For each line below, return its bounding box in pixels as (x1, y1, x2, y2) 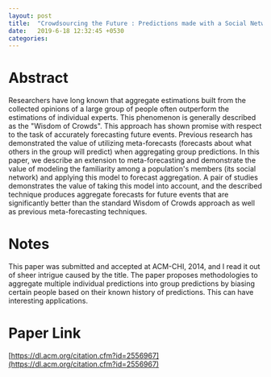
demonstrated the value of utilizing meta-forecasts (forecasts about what (8, 139, 252, 148)
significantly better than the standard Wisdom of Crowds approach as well (8, 198, 256, 208)
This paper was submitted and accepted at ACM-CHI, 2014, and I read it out (8, 262, 261, 271)
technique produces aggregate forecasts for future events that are (8, 190, 229, 200)
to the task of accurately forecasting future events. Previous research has (8, 130, 253, 139)
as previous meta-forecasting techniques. (8, 207, 148, 217)
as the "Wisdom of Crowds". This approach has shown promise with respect (8, 122, 262, 131)
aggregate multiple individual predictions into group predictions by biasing (8, 279, 256, 288)
